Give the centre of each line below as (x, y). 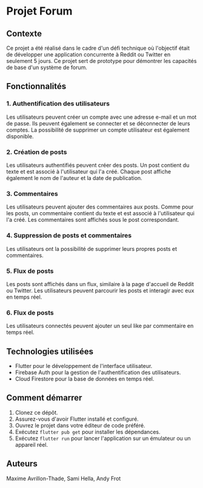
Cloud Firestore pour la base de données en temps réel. (85, 379)
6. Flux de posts (30, 312)
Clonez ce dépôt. (37, 412)
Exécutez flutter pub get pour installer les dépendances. (88, 432)
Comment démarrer (44, 398)
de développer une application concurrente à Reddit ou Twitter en (88, 55)
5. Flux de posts (30, 271)
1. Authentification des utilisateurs (58, 104)
